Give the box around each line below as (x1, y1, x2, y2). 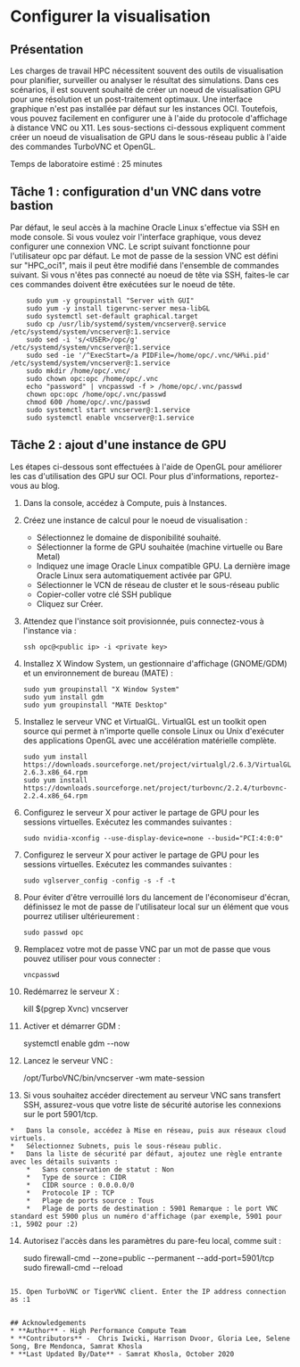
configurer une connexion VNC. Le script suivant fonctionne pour (10, 241, 251, 252)
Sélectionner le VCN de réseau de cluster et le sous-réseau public (36, 579, 280, 590)
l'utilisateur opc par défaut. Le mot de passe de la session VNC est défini (10, 250, 279, 261)
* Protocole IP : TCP (26, 1189, 115, 1197)
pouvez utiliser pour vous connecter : (22, 953, 162, 964)
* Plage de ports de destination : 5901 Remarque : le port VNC (26, 1204, 279, 1213)
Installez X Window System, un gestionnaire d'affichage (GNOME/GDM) (22, 658, 288, 668)
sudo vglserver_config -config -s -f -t (22, 876, 176, 885)
